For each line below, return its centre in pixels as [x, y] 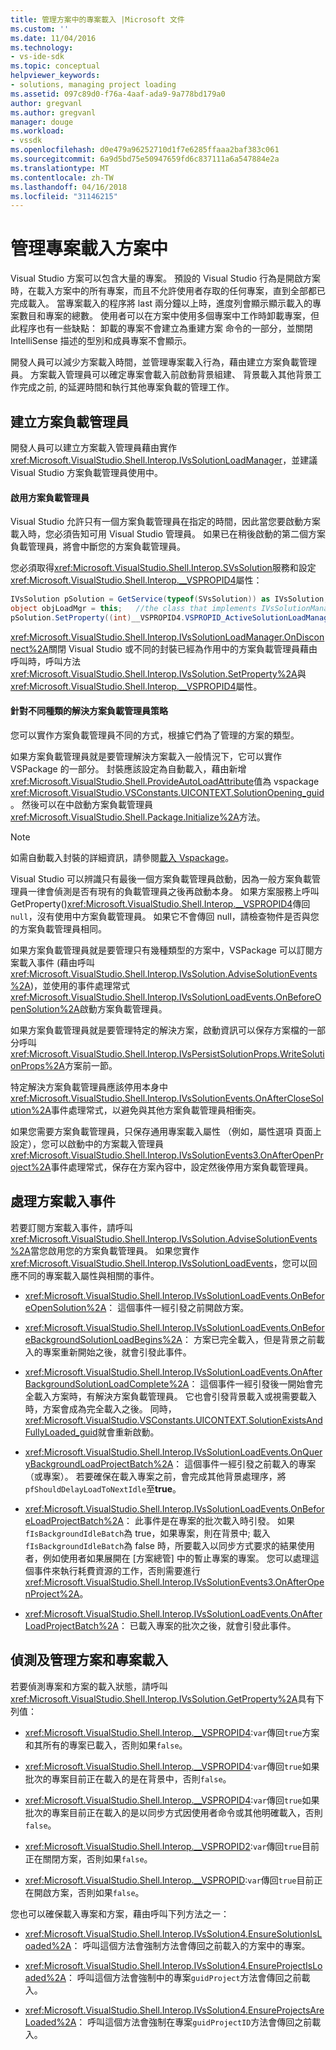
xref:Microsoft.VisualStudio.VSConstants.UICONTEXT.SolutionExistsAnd [173, 1420]
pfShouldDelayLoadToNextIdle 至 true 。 [103, 1488]
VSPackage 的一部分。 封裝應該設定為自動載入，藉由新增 [128, 769]
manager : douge [42, 122]
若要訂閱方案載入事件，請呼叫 [71, 1227]
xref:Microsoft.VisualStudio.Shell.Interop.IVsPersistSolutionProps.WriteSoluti [167, 1054]
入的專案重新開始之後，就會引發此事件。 [108, 1352]
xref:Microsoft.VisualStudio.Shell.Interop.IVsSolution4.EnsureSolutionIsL [173, 1933]
